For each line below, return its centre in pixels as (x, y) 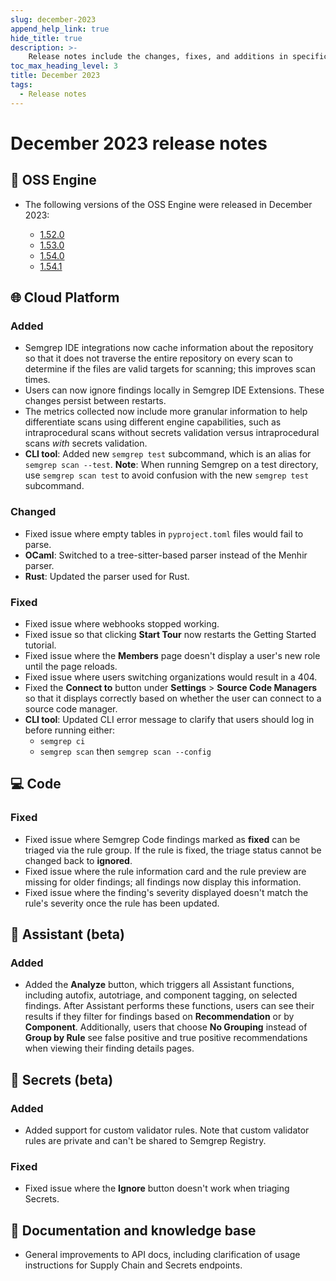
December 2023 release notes (139, 143)
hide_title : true (46, 38)
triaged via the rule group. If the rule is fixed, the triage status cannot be (173, 850)
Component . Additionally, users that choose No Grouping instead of (166, 1027)
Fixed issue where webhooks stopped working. (122, 623)
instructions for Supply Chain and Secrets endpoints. (133, 1265)
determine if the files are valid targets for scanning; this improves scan (170, 369)
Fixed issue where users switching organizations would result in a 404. (171, 677)
